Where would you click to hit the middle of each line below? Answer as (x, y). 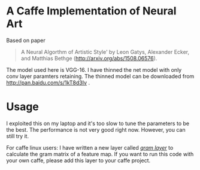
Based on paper (26, 40)
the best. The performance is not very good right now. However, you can (96, 129)
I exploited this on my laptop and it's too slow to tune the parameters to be (98, 123)
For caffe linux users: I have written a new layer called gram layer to (90, 147)
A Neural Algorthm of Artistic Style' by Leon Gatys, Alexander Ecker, (105, 51)
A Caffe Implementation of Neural (91, 11)
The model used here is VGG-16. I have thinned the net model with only (94, 69)
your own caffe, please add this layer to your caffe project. (78, 160)
